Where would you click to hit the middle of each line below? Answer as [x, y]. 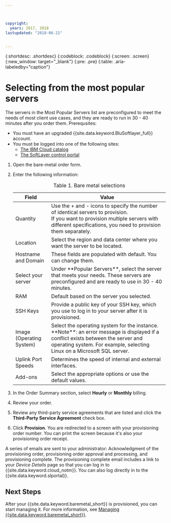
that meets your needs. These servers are [101, 276]
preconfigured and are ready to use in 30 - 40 [107, 282]
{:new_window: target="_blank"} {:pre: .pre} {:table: [59, 62]
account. [22, 139]
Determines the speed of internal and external [106, 360]
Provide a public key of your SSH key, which [104, 305]
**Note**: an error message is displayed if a [105, 332]
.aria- [120, 62]
